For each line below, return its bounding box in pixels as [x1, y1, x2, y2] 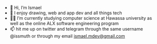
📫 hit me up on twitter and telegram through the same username [9, 26, 143, 32]
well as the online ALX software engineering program [9, 20, 119, 26]
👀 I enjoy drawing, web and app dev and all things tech [9, 10, 123, 16]
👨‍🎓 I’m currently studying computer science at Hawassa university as [9, 15, 153, 21]
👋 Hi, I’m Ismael [9, 5, 42, 10]
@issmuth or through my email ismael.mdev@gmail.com [9, 33, 125, 39]
